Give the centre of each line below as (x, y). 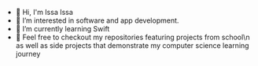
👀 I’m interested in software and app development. (97, 20)
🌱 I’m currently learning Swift (63, 29)
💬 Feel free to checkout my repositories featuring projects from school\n (133, 37)
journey (28, 54)
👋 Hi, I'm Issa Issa (44, 12)
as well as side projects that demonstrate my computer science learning (132, 46)
